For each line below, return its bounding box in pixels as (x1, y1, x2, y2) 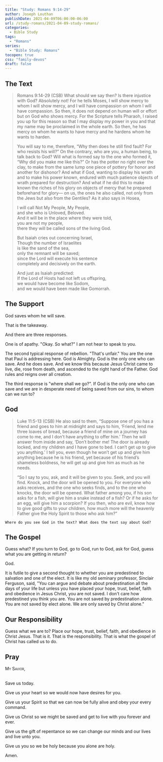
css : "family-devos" (5, 57, 47, 62)
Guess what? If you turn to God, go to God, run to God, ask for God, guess (5, 546, 154, 552)
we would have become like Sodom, (17, 280, 90, 286)
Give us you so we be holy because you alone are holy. (5, 743, 116, 749)
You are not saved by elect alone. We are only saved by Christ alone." (5, 601, 145, 607)
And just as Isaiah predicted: (17, 270, 74, 276)
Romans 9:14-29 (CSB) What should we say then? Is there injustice (17, 92, 151, 98)
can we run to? (5, 391, 35, 397)
